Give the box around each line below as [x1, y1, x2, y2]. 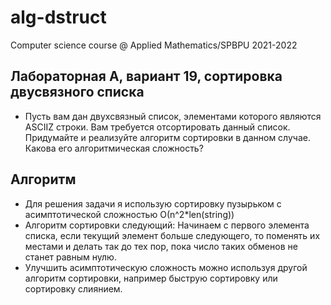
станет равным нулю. [24, 251, 117, 263]
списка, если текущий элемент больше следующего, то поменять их [24, 229, 321, 241]
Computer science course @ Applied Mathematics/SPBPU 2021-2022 [10, 39, 298, 51]
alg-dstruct [10, 6, 107, 29]
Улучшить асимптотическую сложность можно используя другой [24, 261, 308, 273]
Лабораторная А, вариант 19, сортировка [10, 68, 283, 85]
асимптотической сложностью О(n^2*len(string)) [24, 208, 235, 220]
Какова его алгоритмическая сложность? [24, 142, 204, 154]
